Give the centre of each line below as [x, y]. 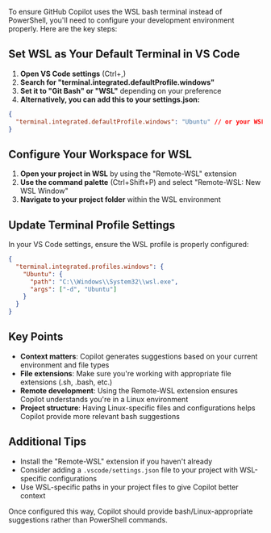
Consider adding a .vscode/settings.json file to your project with [129, 470]
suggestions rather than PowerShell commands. [88, 519]
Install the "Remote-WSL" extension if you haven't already [116, 461]
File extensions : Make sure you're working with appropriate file [125, 373]
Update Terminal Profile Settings [92, 225]
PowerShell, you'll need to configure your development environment [121, 20]
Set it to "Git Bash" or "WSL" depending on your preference [121, 90]
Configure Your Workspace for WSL [100, 154]
